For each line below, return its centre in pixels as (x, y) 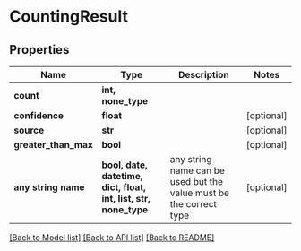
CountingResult (69, 17)
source (29, 130)
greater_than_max (54, 145)
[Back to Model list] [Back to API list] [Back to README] (112, 238)
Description (204, 75)
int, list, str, (126, 199)
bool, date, (125, 165)
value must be (200, 193)
